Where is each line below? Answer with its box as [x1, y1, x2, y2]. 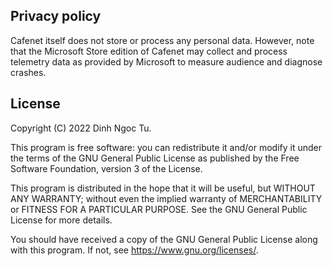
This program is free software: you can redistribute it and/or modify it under [10, 141, 322, 153]
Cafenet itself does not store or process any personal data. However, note [10, 34, 315, 46]
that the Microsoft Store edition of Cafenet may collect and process [10, 45, 288, 57]
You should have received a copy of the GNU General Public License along [10, 233, 318, 245]
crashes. [10, 66, 47, 78]
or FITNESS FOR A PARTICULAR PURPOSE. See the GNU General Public [10, 203, 308, 215]
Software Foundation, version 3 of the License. [10, 162, 203, 174]
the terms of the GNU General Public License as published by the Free [10, 152, 300, 164]
